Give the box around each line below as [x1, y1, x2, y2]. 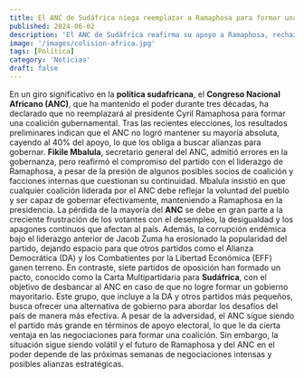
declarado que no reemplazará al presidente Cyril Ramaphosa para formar [9, 108, 287, 119]
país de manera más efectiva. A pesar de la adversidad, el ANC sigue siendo [9, 310, 295, 321]
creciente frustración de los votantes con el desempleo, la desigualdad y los [9, 214, 294, 225]
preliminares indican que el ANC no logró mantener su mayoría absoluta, [9, 127, 280, 138]
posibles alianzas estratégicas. [9, 358, 125, 369]
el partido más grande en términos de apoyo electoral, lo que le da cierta [9, 319, 280, 331]
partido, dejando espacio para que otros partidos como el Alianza [9, 242, 254, 254]
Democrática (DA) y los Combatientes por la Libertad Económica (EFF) [9, 252, 273, 263]
